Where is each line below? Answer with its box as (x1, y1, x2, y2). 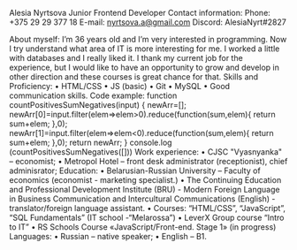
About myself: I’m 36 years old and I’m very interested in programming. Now (9, 34, 287, 44)
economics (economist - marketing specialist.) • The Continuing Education (9, 175, 282, 185)
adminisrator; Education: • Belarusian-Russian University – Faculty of (9, 165, 261, 176)
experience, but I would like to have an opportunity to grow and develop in (9, 62, 280, 72)
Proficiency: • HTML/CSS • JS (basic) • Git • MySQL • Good (9, 81, 231, 91)
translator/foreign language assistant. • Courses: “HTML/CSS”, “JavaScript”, (9, 203, 286, 213)
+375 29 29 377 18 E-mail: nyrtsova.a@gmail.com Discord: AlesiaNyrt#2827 (9, 17, 287, 27)
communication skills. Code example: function (9, 90, 178, 101)
